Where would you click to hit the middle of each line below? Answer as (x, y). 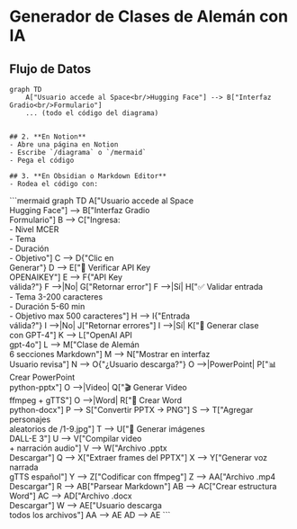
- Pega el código (42, 160)
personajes (30, 419)
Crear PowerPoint (42, 377)
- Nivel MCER (34, 229)
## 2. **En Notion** (48, 137)
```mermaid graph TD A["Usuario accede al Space (102, 201)
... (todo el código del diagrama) (92, 113)
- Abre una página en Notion (64, 145)
